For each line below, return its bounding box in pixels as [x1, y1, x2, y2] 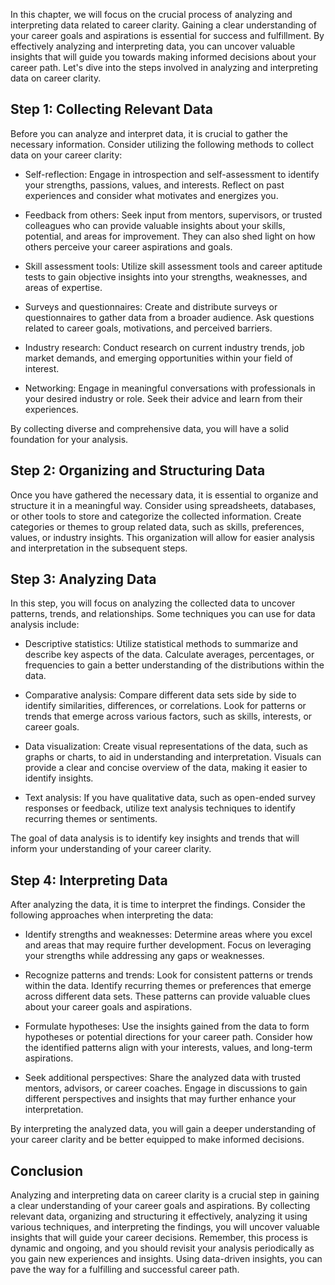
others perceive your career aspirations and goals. [24, 240, 233, 253]
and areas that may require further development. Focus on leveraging [24, 939, 312, 951]
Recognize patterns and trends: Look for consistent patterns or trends [24, 969, 313, 981]
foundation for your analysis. [10, 433, 129, 445]
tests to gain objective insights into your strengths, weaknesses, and [24, 270, 308, 283]
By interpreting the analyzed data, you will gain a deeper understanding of [10, 1123, 317, 1135]
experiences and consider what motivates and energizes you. [24, 189, 279, 201]
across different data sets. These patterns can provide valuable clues [24, 990, 311, 1003]
